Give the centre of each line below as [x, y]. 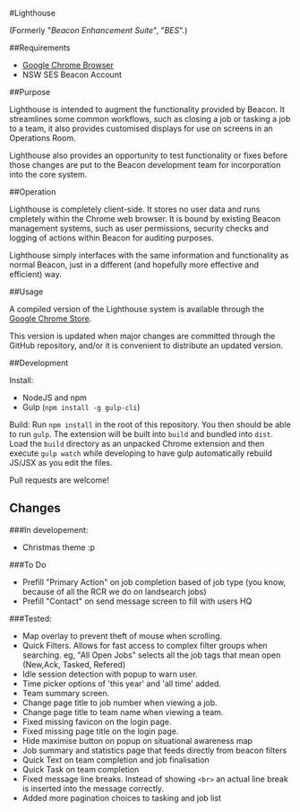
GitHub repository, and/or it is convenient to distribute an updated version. [146, 345]
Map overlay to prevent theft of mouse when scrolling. [122, 635]
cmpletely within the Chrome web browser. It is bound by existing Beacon [145, 218]
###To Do [28, 564]
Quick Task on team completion [81, 769]
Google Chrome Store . [51, 319]
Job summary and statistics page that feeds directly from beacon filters [154, 750]
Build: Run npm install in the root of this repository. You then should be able [150, 424]
